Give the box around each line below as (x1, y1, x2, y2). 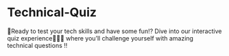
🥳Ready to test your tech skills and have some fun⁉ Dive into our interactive (7, 27, 222, 35)
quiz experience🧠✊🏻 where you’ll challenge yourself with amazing (7, 34, 194, 42)
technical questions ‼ (7, 41, 68, 49)
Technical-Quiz (7, 5, 97, 20)
